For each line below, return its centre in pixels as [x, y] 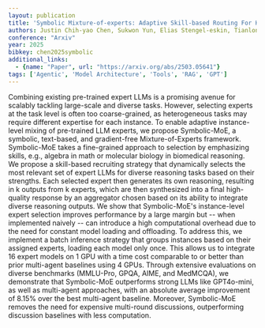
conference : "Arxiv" [42, 38]
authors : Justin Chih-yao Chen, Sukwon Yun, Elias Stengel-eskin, [119, 30]
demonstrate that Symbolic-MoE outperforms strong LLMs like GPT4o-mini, [131, 281]
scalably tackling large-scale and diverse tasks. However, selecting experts [131, 105]
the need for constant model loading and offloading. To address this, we [125, 231]
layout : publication [42, 15]
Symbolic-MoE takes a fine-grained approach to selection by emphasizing [129, 147]
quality [19, 198]
